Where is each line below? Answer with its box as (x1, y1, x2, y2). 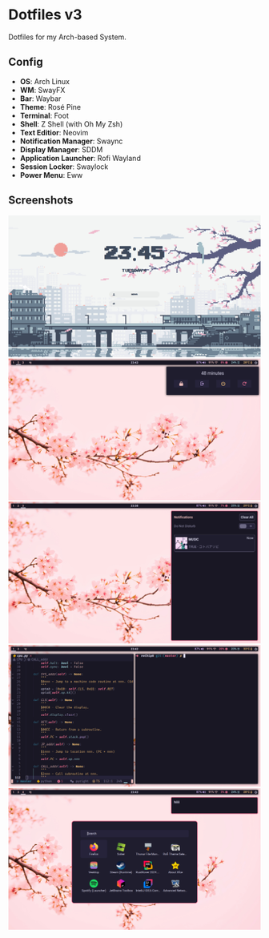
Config (8, 55, 43, 69)
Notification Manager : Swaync (19, 136, 123, 146)
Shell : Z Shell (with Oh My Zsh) (19, 119, 123, 129)
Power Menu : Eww (19, 170, 83, 179)
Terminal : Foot (19, 111, 70, 120)
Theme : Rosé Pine (19, 102, 82, 111)
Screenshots (8, 194, 74, 207)
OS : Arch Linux (19, 76, 70, 86)
